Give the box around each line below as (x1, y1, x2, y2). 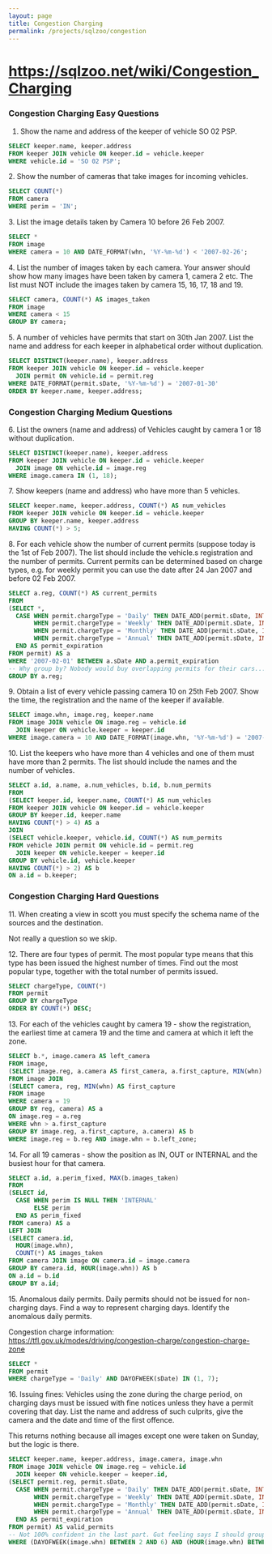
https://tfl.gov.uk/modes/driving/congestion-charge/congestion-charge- (8, 1335, 250, 1345)
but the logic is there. (8, 1440, 79, 1449)
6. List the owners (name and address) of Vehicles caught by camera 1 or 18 (8, 425, 261, 434)
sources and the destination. (8, 917, 104, 928)
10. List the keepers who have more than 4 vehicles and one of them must (8, 748, 255, 758)
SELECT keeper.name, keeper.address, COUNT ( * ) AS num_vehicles (8, 502, 227, 510)
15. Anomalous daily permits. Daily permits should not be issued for (8, 1294, 233, 1304)
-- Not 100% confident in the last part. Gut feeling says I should (8, 1531, 244, 1539)
